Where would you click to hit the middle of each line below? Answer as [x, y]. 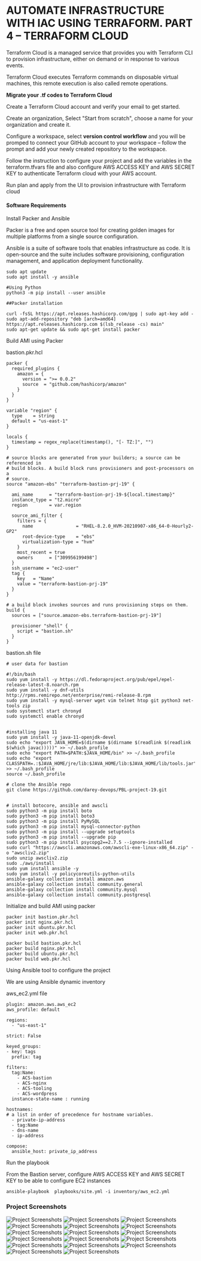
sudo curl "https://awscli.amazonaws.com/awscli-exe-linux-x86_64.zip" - [100, 848]
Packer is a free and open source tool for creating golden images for [90, 230]
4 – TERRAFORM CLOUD [67, 36]
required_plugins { [36, 369]
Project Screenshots [36, 1207]
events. [15, 65]
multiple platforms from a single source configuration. [72, 236]
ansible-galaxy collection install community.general [75, 885]
